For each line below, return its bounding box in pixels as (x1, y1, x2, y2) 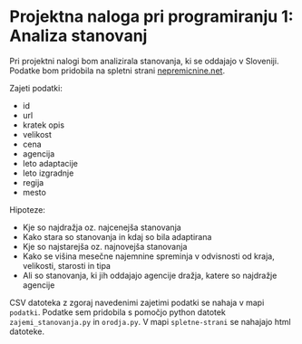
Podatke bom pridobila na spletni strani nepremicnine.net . (9, 65, 225, 76)
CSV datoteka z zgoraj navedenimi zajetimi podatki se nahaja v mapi (9, 297, 265, 308)
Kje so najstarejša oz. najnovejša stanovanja (22, 241, 188, 252)
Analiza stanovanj (9, 25, 148, 46)
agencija (22, 148, 55, 159)
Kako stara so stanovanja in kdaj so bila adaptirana (22, 231, 212, 242)
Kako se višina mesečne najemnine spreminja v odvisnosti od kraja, (22, 251, 275, 262)
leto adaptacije (22, 158, 79, 168)
